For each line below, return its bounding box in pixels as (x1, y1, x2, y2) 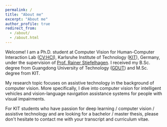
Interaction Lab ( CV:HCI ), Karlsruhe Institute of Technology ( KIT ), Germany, (5, 54, 160, 60)
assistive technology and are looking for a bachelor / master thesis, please (5, 110, 158, 116)
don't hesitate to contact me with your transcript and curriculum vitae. (5, 116, 149, 122)
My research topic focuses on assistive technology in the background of (5, 79, 154, 85)
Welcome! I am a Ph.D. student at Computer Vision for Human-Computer (5, 48, 155, 55)
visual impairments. (5, 95, 45, 101)
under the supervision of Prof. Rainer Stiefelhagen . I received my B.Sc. (5, 59, 150, 65)
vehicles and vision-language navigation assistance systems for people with (5, 90, 162, 96)
